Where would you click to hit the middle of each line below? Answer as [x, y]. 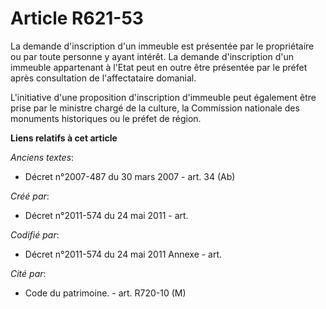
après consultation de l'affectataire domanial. [103, 78]
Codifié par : [35, 234]
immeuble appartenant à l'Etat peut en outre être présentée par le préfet [159, 67]
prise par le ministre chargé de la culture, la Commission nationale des [155, 108]
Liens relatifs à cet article [64, 138]
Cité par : [28, 273]
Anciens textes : [42, 157]
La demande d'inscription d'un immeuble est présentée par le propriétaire [162, 46]
